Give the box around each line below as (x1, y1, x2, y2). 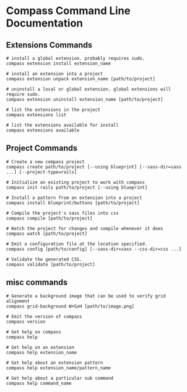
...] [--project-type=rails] (6, 169, 77, 175)
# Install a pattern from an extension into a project (6, 195, 143, 201)
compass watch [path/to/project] (6, 231, 88, 236)
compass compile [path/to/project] (6, 215, 93, 221)
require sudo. (6, 92, 41, 97)
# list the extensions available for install (6, 122, 119, 128)
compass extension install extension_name (6, 60, 111, 66)
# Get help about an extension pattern (6, 360, 103, 366)
